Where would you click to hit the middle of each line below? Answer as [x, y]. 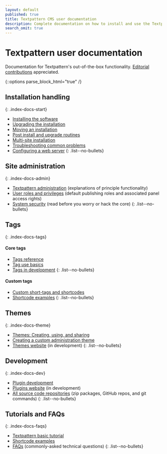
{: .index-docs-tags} [26, 236]
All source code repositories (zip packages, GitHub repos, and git [79, 393]
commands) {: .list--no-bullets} [44, 398]
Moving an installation [35, 129]
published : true [22, 14]
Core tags [15, 248]
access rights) [27, 198]
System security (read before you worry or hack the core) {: [74, 204]
